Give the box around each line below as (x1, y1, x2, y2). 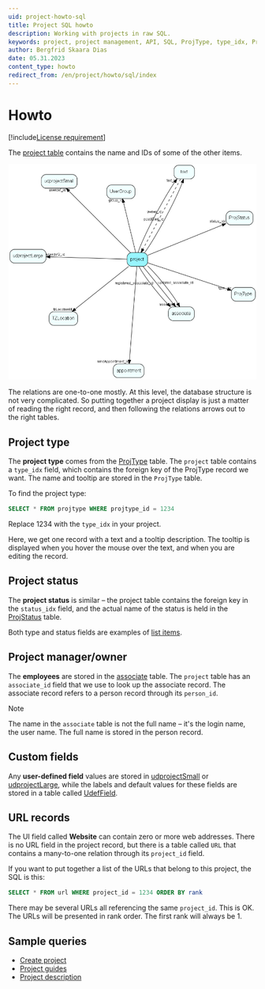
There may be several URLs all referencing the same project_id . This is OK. (8, 903, 255, 913)
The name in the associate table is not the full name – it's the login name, (8, 718, 246, 728)
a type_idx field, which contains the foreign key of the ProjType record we (8, 465, 249, 475)
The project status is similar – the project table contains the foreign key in (8, 595, 248, 604)
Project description (19, 972, 82, 982)
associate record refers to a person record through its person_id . (8, 688, 218, 698)
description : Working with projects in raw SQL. (8, 29, 171, 37)
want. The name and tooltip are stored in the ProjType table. (8, 473, 203, 483)
